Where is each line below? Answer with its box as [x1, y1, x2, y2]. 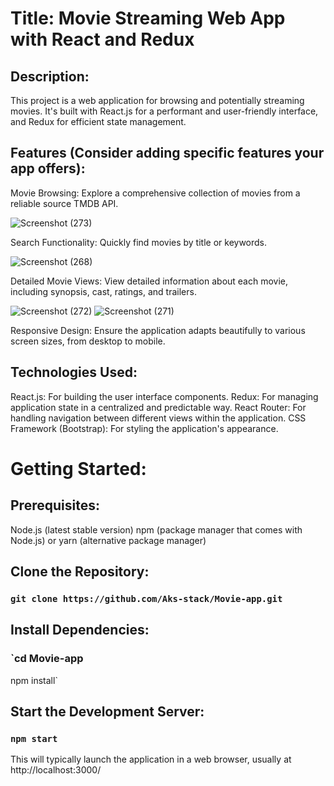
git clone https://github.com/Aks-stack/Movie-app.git [10, 593, 283, 604]
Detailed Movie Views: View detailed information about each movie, [10, 275, 289, 287]
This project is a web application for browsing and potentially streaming [10, 95, 305, 106]
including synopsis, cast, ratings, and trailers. [10, 285, 197, 297]
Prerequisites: [10, 497, 100, 514]
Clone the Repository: [10, 563, 150, 581]
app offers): [10, 160, 86, 177]
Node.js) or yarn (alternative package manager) [10, 534, 207, 546]
